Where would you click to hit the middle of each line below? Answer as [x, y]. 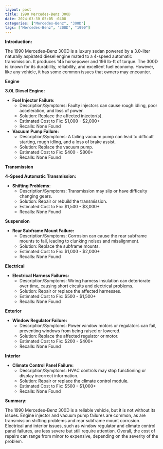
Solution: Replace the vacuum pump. [56, 147]
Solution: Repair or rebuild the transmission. [63, 201]
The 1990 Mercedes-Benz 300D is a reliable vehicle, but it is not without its [80, 410]
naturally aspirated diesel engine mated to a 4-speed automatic [69, 56]
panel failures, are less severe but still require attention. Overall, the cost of [80, 431]
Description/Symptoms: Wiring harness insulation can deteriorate [85, 281]
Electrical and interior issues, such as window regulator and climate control [80, 426]
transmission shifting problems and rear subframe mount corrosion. [73, 421]
